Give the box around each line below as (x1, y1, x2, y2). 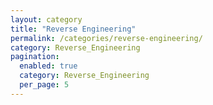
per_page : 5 (19, 80, 70, 90)
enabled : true (19, 61, 78, 71)
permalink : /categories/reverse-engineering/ (10, 33, 203, 43)
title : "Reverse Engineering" (10, 24, 137, 34)
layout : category (10, 14, 83, 25)
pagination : (10, 52, 60, 62)
